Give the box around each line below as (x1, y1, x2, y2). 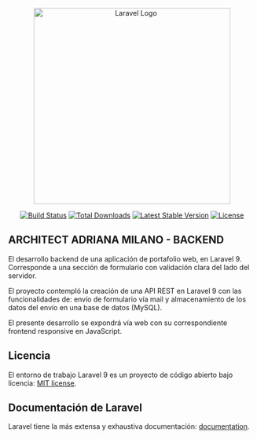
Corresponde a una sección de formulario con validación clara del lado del (8, 262, 250, 272)
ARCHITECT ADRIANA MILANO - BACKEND (8, 233, 224, 247)
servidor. (8, 271, 37, 280)
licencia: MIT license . (8, 378, 77, 388)
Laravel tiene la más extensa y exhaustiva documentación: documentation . (8, 422, 250, 431)
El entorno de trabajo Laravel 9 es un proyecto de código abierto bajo (8, 370, 233, 379)
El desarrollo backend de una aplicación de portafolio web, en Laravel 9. (8, 254, 242, 263)
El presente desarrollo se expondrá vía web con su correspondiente (8, 318, 228, 327)
